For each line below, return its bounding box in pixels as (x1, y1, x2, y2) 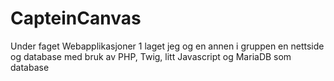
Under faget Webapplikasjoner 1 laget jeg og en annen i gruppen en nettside (10, 40, 325, 52)
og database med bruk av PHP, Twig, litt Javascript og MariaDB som (10, 50, 292, 62)
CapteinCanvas (10, 7, 142, 30)
